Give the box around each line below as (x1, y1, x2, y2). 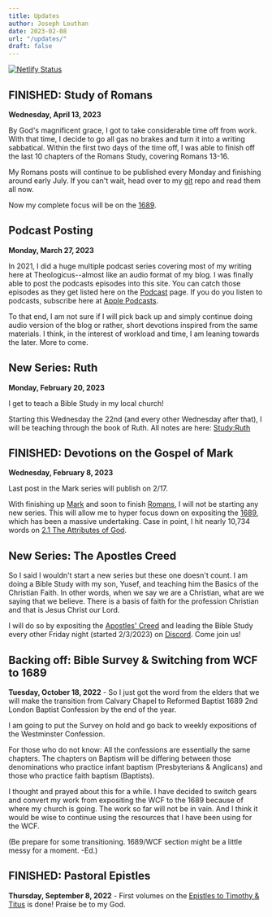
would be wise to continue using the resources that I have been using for (8, 813, 253, 822)
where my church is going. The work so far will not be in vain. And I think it (8, 804, 258, 814)
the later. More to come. (8, 337, 89, 347)
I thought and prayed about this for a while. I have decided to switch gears (8, 787, 257, 796)
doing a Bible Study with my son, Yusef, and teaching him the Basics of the (8, 579, 259, 589)
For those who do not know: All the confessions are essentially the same (8, 745, 251, 754)
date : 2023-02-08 (8, 27, 67, 35)
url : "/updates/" (8, 34, 67, 43)
